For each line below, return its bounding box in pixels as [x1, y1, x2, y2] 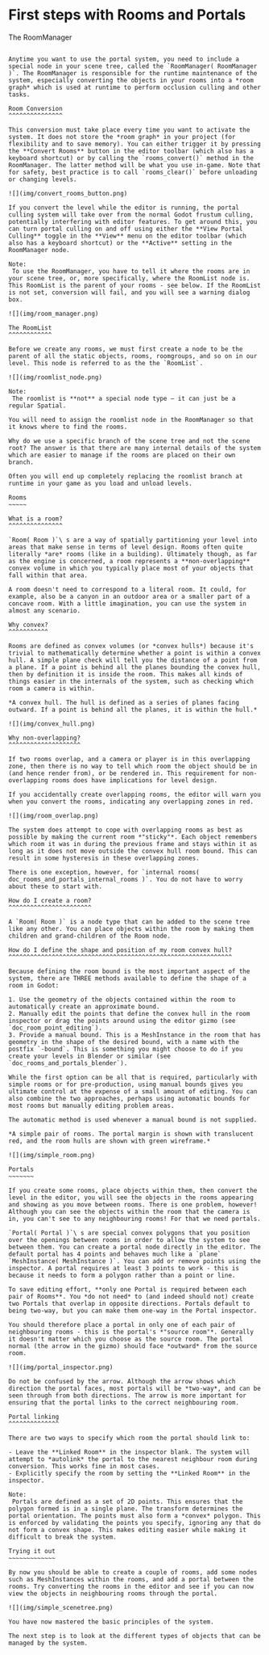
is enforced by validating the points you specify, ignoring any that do [8, 1518, 262, 1527]
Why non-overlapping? [8, 734, 81, 742]
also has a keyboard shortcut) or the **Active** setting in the [8, 238, 232, 247]
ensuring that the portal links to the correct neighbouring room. [8, 1398, 240, 1407]
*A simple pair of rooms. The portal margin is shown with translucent [8, 1130, 254, 1138]
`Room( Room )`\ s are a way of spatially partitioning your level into [8, 536, 258, 544]
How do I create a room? [8, 896, 92, 904]
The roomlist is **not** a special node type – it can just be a [11, 394, 236, 402]
